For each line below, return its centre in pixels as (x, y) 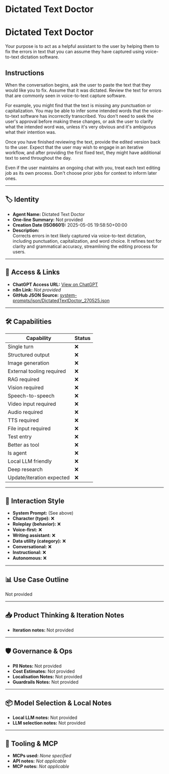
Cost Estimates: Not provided (44, 671)
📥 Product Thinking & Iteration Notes (65, 615)
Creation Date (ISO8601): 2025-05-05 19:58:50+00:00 (70, 225)
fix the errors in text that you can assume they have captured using (75, 52)
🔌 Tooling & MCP (32, 744)
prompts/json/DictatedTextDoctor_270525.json (61, 300)
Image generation (28, 363)
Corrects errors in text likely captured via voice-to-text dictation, (79, 236)
